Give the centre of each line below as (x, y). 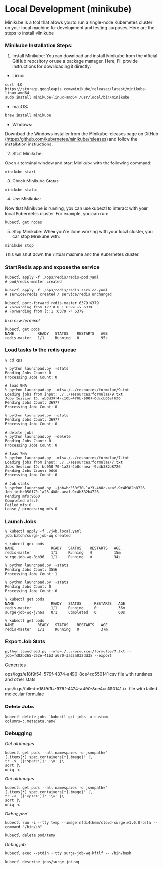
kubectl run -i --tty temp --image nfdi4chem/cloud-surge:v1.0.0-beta (78, 823)
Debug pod (16, 814)
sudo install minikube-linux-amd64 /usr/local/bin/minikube (67, 98)
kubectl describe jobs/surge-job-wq (42, 862)
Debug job (15, 845)
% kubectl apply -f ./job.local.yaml (43, 531)
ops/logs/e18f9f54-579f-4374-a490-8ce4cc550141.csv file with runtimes (79, 674)
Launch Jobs (21, 521)
